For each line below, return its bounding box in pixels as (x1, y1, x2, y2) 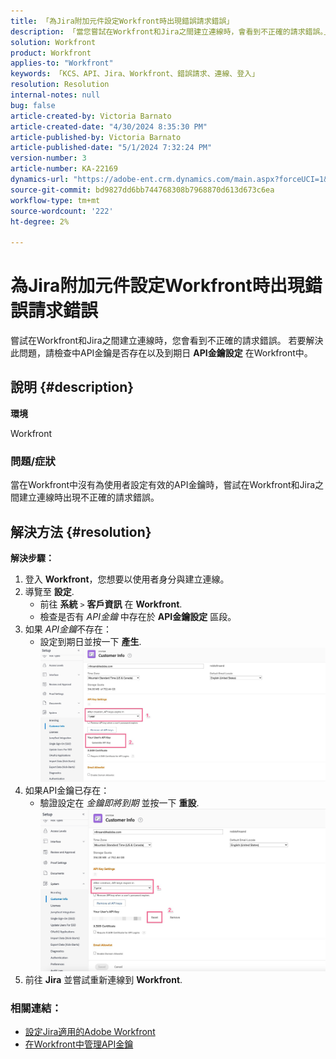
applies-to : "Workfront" (10, 58, 114, 69)
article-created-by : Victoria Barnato (10, 111, 172, 121)
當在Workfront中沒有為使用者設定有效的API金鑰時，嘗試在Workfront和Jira (10, 479, 316, 491)
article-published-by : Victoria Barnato (10, 132, 182, 142)
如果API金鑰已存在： (24, 785, 110, 797)
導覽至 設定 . (24, 585, 75, 597)
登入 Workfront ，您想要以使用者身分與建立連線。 (24, 573, 230, 585)
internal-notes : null (10, 90, 101, 100)
